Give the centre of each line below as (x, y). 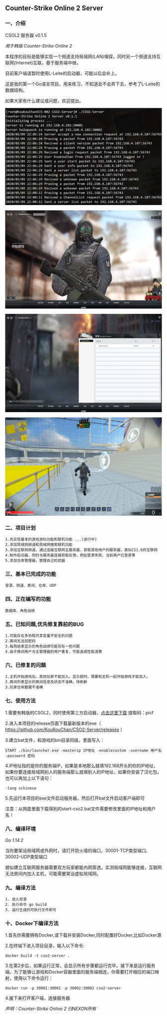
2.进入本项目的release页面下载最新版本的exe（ (53, 723)
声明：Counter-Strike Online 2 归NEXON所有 (51, 1009)
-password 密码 (20, 756)
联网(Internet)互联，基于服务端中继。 (43, 62)
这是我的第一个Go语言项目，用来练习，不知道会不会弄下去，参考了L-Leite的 (83, 84)
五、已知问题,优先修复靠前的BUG (45, 624)
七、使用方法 (21, 701)
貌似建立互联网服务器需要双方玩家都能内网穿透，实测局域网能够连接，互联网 (83, 867)
